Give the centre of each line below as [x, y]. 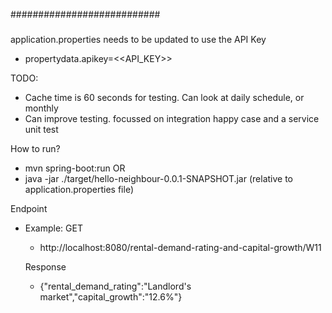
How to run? [35, 148]
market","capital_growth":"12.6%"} [111, 296]
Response [45, 266]
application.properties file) [79, 189]
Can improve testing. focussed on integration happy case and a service [172, 118]
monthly [41, 108]
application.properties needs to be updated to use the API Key [138, 39]
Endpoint [29, 208]
